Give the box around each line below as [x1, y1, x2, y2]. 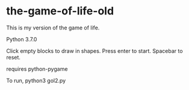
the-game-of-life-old [6, 4, 114, 18]
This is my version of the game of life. [6, 24, 100, 31]
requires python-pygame [6, 65, 68, 73]
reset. [6, 53, 21, 61]
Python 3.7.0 [6, 35, 37, 43]
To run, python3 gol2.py [6, 77, 66, 84]
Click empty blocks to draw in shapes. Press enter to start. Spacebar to [6, 47, 183, 55]
